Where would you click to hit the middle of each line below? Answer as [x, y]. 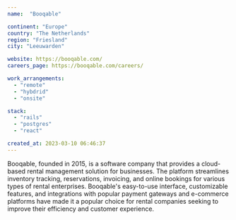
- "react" [28, 131]
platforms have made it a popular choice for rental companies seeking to [113, 201]
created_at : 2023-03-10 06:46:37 [57, 144]
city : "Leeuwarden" [36, 47]
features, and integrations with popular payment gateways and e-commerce [118, 193]
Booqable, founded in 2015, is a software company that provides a [104, 163]
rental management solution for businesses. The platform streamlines [128, 171]
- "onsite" [30, 98]
